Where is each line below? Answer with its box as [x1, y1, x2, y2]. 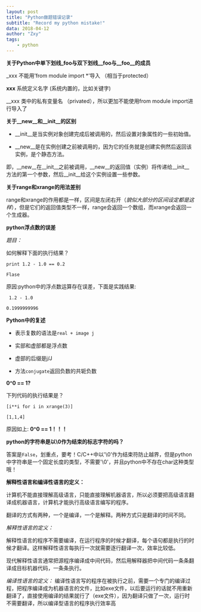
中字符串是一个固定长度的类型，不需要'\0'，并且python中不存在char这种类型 [6, 458, 194, 465]
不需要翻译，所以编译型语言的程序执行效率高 [6, 599, 116, 607]
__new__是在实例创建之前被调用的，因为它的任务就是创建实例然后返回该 [14, 143, 192, 150]
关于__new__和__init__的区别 [6, 117, 76, 124]
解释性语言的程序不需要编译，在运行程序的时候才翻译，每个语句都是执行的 [6, 537, 189, 544]
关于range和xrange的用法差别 [6, 183, 81, 190]
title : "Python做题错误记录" [6, 14, 73, 20]
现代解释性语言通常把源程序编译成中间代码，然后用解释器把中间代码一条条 [6, 557, 189, 564]
